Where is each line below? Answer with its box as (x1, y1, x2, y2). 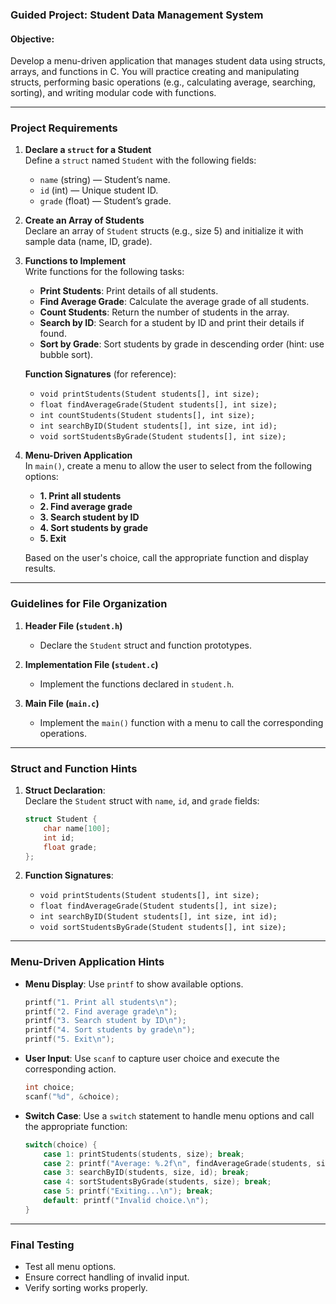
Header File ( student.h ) (24, 619, 123, 632)
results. (24, 563, 57, 575)
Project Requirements (10, 121, 118, 135)
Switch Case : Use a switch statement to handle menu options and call (24, 1109, 315, 1122)
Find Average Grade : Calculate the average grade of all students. (39, 296, 310, 308)
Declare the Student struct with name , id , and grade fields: (24, 795, 260, 807)
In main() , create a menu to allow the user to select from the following (24, 460, 313, 472)
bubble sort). (39, 349, 94, 361)
